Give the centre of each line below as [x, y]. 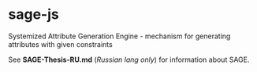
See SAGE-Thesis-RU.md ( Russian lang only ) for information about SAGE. [129, 59]
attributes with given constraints [60, 44]
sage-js [34, 14]
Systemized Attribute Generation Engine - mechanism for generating [119, 36]
